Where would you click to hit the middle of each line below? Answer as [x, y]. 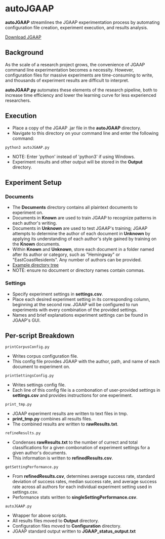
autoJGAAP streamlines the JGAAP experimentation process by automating [82, 22]
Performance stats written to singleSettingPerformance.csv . [75, 498]
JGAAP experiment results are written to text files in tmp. [70, 414]
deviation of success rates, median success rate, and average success [84, 482]
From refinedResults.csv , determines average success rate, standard [83, 476]
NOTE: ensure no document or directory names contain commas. [79, 270]
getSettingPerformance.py [32, 467]
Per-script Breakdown [40, 336]
